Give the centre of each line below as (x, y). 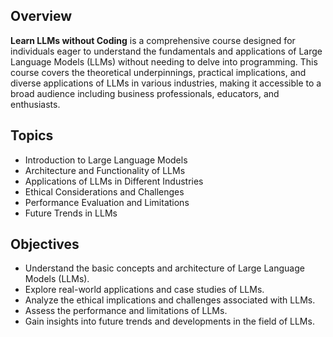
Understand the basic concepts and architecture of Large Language (164, 268)
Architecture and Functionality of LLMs (105, 170)
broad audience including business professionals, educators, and (145, 93)
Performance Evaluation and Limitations (107, 202)
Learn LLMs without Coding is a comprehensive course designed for (153, 40)
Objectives (45, 244)
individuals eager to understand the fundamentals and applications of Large (166, 51)
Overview (41, 16)
